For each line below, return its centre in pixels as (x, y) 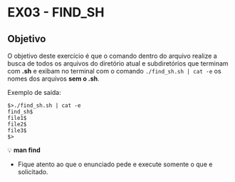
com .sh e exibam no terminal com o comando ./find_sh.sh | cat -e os (115, 71)
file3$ (17, 131)
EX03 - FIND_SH (56, 12)
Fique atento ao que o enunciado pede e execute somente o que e (115, 164)
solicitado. (33, 172)
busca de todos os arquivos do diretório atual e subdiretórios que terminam (118, 64)
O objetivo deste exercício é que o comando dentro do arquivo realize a (112, 56)
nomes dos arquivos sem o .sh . (53, 79)
